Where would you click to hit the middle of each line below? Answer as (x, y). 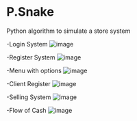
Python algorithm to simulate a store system (68, 31)
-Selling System (29, 97)
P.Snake (30, 12)
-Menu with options (34, 70)
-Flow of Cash (26, 110)
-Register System (31, 57)
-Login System (27, 44)
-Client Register (28, 83)
